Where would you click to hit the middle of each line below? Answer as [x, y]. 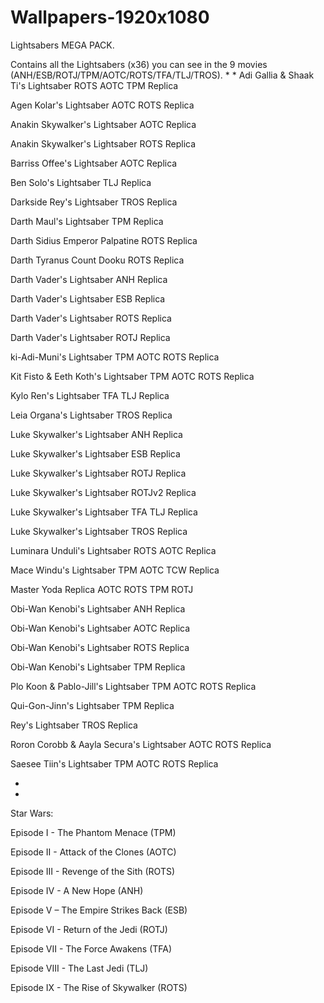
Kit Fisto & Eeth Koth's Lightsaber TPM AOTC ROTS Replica [132, 376]
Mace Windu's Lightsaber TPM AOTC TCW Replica [115, 570]
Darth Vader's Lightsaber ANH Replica [89, 279]
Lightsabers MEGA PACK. [62, 45]
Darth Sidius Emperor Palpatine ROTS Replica [104, 240]
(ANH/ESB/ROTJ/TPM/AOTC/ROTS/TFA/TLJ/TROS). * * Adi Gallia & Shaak [162, 75]
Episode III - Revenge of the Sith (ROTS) [93, 871]
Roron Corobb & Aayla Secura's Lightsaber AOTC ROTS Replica [141, 744]
